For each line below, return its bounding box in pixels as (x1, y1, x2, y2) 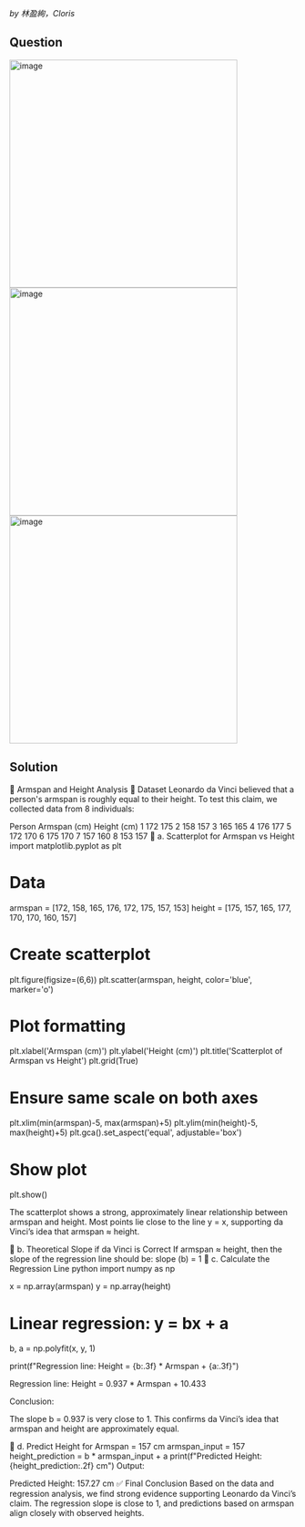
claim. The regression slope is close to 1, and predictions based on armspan (9, 1498, 294, 1509)
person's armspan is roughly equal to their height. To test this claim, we (9, 793, 278, 804)
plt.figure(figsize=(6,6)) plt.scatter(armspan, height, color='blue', (9, 974, 253, 985)
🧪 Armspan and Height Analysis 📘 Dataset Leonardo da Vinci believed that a (9, 783, 294, 795)
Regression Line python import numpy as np (9, 1264, 176, 1274)
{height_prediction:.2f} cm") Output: (9, 1460, 146, 1471)
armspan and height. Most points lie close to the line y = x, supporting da (9, 1216, 284, 1228)
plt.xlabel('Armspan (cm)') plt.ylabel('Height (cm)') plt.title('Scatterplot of (9, 1046, 283, 1057)
